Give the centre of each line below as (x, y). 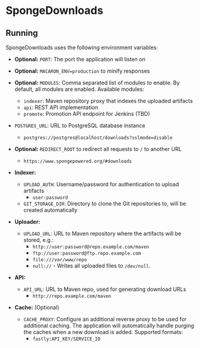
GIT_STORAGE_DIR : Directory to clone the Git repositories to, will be (105, 203)
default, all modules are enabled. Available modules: (79, 89)
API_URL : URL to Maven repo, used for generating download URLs (105, 289)
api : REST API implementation (61, 107)
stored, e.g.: (38, 240)
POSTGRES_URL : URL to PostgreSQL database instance (80, 125)
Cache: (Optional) (37, 307)
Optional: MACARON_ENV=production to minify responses (82, 71)
